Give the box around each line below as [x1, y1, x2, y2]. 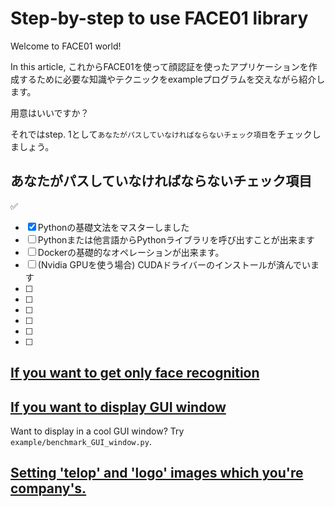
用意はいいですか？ [10, 107, 90, 119]
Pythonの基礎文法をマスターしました [37, 221, 190, 233]
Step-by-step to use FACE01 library [10, 7, 309, 30]
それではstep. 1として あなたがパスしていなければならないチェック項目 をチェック [10, 128, 313, 140]
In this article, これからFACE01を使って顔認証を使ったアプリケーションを [10, 60, 309, 72]
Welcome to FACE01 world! [10, 40, 122, 52]
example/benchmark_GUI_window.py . [10, 435, 152, 447]
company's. [10, 480, 87, 497]
